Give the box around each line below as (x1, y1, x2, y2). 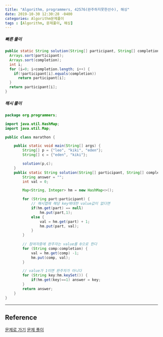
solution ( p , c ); (22, 161, 53, 166)
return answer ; (22, 286, 53, 291)
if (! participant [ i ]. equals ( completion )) (14, 71, 97, 76)
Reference (5, 313, 37, 322)
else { (31, 214, 45, 219)
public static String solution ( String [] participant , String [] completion (5, 49, 160, 54)
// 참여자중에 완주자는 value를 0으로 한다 (22, 242, 98, 247)
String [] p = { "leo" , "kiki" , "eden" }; (22, 148, 103, 153)
